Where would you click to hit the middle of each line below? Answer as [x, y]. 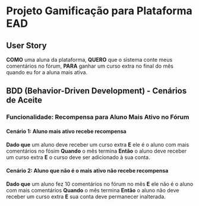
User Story [26, 45]
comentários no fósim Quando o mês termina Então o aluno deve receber [97, 151]
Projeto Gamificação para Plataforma [99, 11]
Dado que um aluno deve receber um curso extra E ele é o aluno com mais [98, 144]
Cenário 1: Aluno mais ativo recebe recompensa [66, 131]
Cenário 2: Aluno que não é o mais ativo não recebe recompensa [87, 171]
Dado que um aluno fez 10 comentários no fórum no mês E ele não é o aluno [100, 184]
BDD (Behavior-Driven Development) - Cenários [97, 91]
